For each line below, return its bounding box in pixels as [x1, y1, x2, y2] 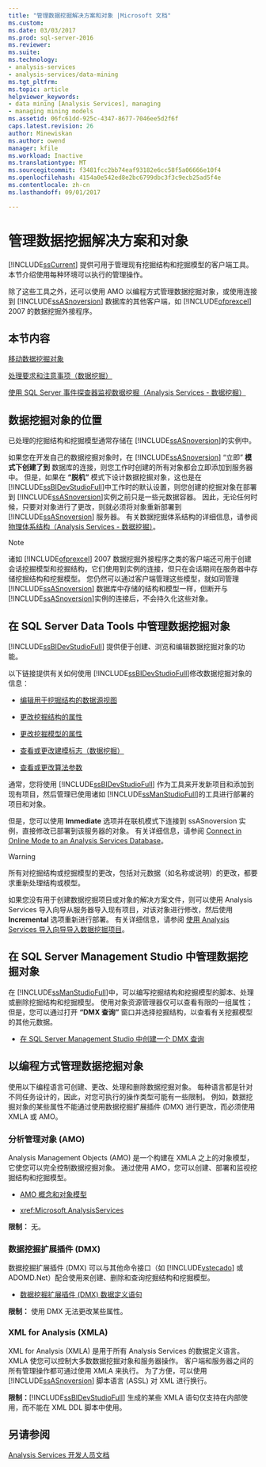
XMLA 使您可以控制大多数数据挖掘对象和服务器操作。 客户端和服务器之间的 [8, 1356, 254, 1366]
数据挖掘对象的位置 [8, 413, 102, 426]
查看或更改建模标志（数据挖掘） [19, 746, 124, 755]
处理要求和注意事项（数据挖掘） [8, 371, 112, 380]
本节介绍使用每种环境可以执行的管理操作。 [8, 269, 147, 279]
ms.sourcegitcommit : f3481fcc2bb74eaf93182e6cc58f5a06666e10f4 [8, 166, 222, 174]
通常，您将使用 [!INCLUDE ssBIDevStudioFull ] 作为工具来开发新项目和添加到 [8, 780, 255, 789]
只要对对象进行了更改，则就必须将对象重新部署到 [21, 502, 182, 512]
